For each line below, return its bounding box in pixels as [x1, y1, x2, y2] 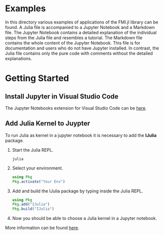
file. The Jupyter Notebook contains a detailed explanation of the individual [5, 29, 157, 35]
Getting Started [5, 73, 70, 84]
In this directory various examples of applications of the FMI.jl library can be [5, 19, 159, 25]
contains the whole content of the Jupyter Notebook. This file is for [5, 40, 141, 46]
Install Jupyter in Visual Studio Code [5, 92, 119, 100]
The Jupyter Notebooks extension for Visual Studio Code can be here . [5, 105, 147, 111]
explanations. [5, 55, 32, 61]
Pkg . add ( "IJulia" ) [12, 202, 50, 207]
